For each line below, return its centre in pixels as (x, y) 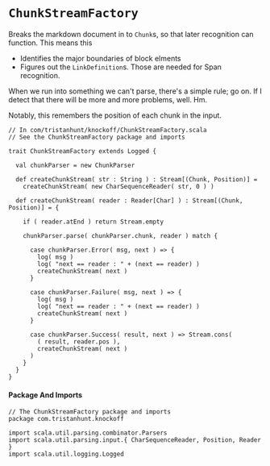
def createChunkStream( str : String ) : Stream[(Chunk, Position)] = (137, 179)
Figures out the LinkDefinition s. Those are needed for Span (120, 67)
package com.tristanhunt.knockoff (66, 419)
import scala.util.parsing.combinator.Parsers (88, 433)
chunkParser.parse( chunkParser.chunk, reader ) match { (120, 235)
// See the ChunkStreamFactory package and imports (97, 137)
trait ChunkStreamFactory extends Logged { (83, 151)
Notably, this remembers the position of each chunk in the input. (115, 115)
